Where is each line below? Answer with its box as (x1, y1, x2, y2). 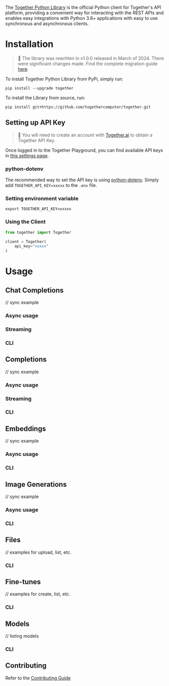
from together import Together (5, 230, 72, 235)
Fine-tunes (5, 578, 41, 586)
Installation (5, 38, 54, 50)
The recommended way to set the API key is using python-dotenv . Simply (5, 177, 159, 183)
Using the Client (5, 218, 46, 226)
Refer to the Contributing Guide (5, 675, 71, 681)
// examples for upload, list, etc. (5, 549, 72, 555)
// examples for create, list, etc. (5, 591, 71, 597)
